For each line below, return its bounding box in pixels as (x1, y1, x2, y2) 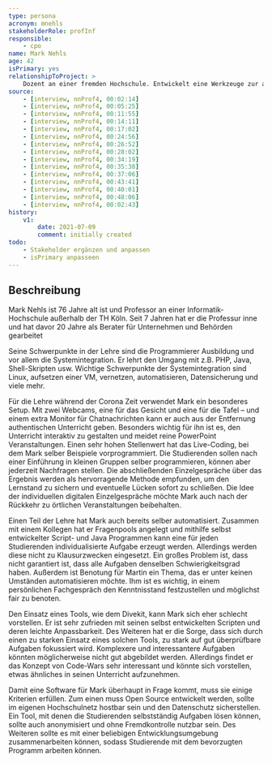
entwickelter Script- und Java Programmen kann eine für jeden (8, 533, 219, 543)
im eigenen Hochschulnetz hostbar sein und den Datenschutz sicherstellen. (8, 703, 261, 713)
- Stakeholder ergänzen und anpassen (23, 246, 151, 254)
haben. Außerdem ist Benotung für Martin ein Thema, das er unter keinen (8, 567, 253, 577)
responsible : (8, 34, 53, 43)
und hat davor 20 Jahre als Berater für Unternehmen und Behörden (8, 322, 233, 332)
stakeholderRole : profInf (8, 27, 96, 35)
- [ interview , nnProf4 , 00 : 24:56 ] (23, 132, 139, 140)
